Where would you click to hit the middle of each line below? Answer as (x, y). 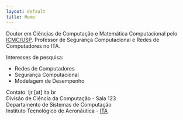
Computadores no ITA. (33, 46)
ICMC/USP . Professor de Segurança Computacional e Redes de (83, 40)
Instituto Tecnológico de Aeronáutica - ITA (57, 111)
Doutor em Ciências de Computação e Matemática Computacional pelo (92, 33)
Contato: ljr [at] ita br (31, 92)
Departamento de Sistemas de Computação (59, 104)
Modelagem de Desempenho (49, 81)
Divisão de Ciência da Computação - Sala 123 (61, 98)
